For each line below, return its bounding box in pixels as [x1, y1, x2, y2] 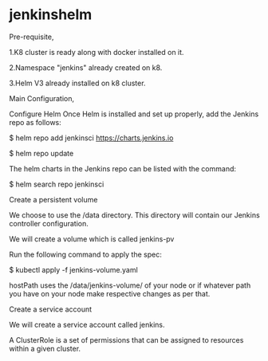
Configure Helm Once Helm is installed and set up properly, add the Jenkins [9, 109, 259, 119]
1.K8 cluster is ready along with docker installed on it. [9, 47, 184, 57]
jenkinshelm [9, 6, 93, 24]
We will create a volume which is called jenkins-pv [9, 233, 175, 244]
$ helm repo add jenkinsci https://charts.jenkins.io [9, 133, 174, 143]
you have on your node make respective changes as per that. [9, 288, 211, 298]
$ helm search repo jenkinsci [9, 179, 104, 189]
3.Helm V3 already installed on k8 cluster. [9, 78, 146, 88]
